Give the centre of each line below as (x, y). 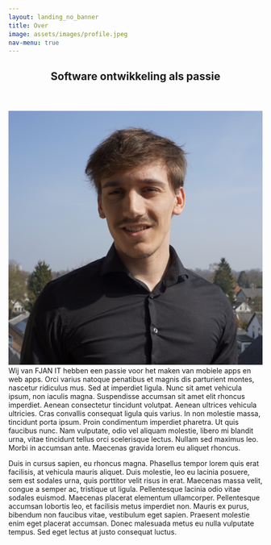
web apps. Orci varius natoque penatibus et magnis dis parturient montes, (131, 379)
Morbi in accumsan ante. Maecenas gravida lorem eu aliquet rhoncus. (124, 447)
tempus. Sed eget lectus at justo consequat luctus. (93, 531)
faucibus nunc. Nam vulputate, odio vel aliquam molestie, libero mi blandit (131, 431)
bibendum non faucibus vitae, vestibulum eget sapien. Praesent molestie (129, 514)
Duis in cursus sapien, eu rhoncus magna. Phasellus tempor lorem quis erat (134, 463)
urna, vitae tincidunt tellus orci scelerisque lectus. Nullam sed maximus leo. (133, 439)
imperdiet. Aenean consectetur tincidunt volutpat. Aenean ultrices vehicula (133, 405)
